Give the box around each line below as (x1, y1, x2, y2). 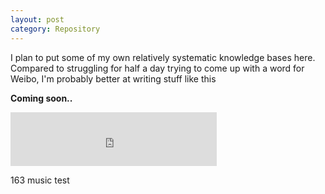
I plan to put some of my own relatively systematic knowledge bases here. (10, 51, 316, 63)
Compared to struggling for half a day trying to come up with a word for (10, 62, 305, 74)
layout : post (10, 14, 65, 25)
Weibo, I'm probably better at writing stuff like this (10, 72, 217, 85)
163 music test (10, 174, 70, 186)
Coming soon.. (10, 92, 73, 104)
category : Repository (10, 24, 101, 34)
